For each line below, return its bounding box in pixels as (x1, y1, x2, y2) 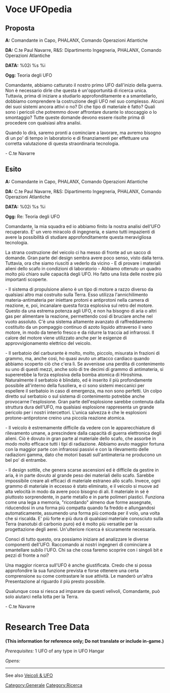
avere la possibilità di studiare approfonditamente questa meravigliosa (5, 234, 152, 240)
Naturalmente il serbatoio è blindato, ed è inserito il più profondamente (5, 377, 153, 383)
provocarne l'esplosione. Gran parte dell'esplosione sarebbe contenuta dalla (5, 398, 164, 404)
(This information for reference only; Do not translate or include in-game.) (5, 638, 164, 644)
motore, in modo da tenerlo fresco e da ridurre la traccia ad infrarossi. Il (5, 329, 154, 335)
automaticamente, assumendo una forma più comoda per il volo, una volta (5, 510, 160, 516)
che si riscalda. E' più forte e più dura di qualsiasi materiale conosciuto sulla (5, 515, 163, 521)
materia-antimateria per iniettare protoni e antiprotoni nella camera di (5, 297, 149, 303)
